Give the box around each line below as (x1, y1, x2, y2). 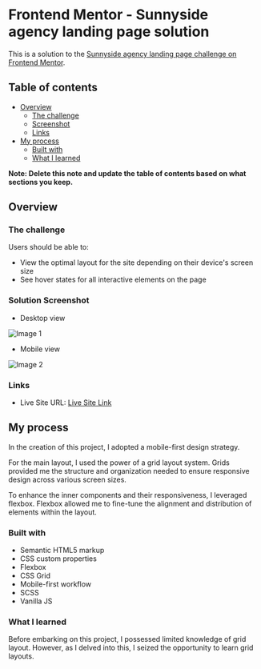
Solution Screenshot (8, 294, 90, 306)
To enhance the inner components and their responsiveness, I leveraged (8, 490, 247, 499)
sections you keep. (8, 177, 74, 186)
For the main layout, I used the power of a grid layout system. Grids (8, 458, 230, 467)
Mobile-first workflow (19, 579, 92, 589)
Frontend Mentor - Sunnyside (8, 6, 209, 24)
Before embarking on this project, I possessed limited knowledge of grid (8, 635, 247, 644)
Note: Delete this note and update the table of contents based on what (8, 168, 247, 178)
